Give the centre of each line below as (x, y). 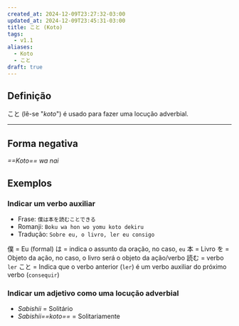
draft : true (25, 67)
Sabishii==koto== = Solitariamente (69, 316)
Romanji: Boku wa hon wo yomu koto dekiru (81, 226)
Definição (30, 96)
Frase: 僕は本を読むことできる (57, 219)
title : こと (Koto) (35, 27)
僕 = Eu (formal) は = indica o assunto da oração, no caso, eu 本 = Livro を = (118, 249)
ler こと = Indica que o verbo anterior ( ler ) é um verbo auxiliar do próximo (117, 266)
